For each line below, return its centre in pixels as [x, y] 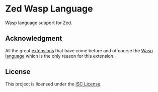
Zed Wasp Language [49, 9]
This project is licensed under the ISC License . [53, 84]
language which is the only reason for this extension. [60, 56]
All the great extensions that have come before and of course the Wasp [79, 50]
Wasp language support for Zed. [39, 23]
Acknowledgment [34, 38]
